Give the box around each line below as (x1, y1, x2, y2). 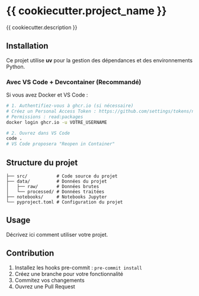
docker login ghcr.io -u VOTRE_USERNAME (6, 119, 108, 125)
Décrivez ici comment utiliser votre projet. (6, 231, 108, 238)
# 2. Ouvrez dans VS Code (6, 130, 70, 136)
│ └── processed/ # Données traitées (6, 189, 105, 195)
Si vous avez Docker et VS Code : (6, 91, 88, 98)
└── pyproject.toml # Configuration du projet (6, 199, 123, 205)
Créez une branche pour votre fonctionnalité (14, 270, 123, 277)
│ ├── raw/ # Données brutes (6, 183, 99, 189)
